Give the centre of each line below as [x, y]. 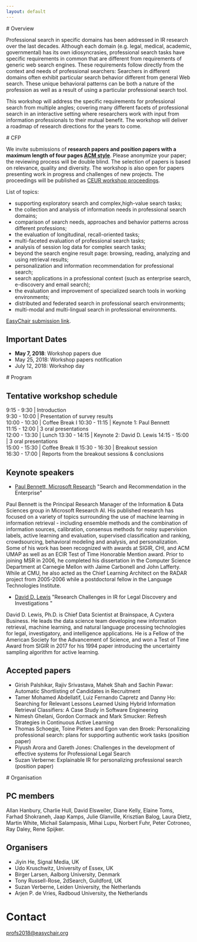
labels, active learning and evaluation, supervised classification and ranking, [98, 536]
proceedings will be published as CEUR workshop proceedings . [83, 180]
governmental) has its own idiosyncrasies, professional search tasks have [96, 52]
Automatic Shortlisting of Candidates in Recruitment [77, 691]
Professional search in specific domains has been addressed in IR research [97, 39]
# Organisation [24, 777]
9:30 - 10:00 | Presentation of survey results [60, 416]
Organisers [27, 848]
